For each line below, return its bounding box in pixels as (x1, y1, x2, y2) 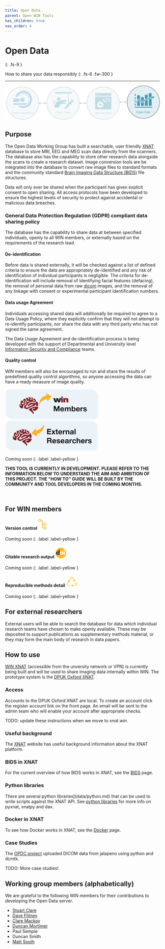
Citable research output (5, 553, 55, 559)
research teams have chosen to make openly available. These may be (5, 626, 146, 632)
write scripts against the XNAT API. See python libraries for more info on (5, 798, 151, 804)
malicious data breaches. (5, 200, 56, 206)
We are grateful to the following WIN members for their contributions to (5, 892, 149, 898)
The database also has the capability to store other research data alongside (5, 153, 158, 159)
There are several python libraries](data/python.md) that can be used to (5, 793, 151, 799)
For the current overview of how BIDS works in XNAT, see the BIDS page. (5, 770, 153, 776)
